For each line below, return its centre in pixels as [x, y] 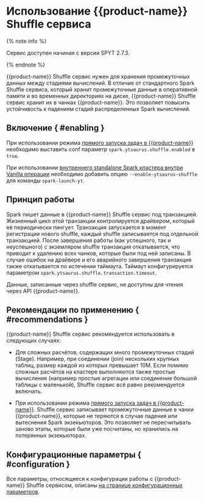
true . [13, 155]
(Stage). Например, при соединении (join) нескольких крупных [97, 359]
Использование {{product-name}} [97, 11]
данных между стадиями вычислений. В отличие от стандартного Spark [100, 83]
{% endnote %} [26, 65]
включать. [29, 391]
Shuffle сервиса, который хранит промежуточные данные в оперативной [102, 89]
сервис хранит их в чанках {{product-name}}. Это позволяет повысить [98, 102]
